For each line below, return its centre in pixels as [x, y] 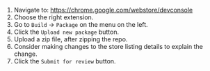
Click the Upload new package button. [66, 32]
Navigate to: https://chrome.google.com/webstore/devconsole [103, 10]
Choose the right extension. [54, 17]
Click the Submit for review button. [65, 61]
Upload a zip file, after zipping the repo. [71, 39]
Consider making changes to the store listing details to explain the [108, 47]
